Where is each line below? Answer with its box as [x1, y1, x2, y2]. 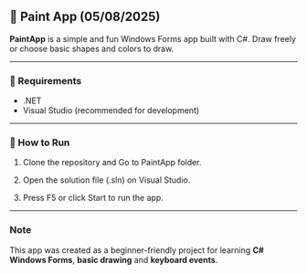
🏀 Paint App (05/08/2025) [9, 9, 161, 25]
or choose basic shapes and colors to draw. [9, 43, 175, 54]
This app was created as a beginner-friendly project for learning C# [9, 244, 265, 256]
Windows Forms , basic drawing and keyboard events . [9, 254, 218, 265]
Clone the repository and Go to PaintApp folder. [22, 157, 202, 168]
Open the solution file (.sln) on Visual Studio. [22, 174, 191, 185]
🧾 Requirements [9, 74, 82, 87]
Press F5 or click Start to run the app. [22, 193, 164, 204]
